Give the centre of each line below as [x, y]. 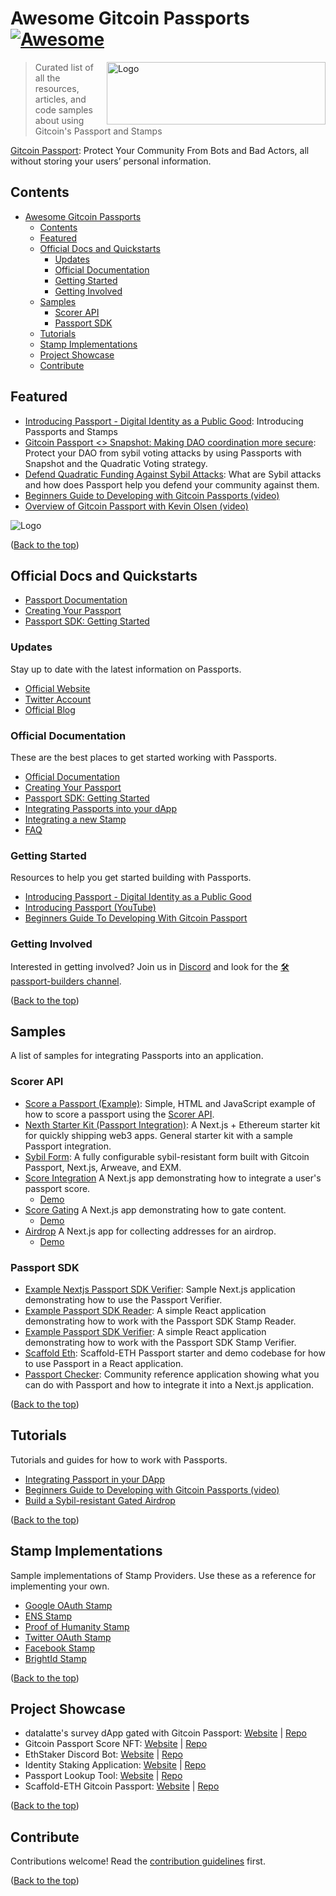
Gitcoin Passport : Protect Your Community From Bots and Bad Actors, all [160, 150]
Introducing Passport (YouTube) [90, 908]
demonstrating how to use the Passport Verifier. [123, 1299]
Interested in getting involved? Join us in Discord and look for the [144, 966]
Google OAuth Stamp [68, 1605]
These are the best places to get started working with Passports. [143, 757]
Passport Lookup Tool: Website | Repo [103, 1776]
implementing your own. [60, 1586]
